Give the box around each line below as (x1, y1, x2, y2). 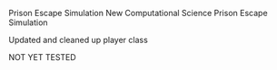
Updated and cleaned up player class (8, 35, 149, 45)
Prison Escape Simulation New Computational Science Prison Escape (8, 8, 269, 18)
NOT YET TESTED (8, 52, 76, 62)
